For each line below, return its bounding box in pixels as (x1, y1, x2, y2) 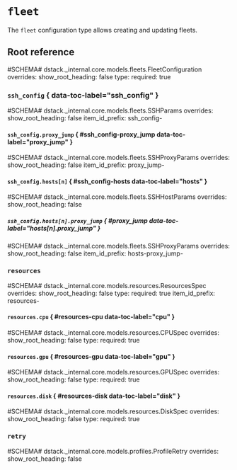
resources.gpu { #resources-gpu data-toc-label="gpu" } (7, 352, 175, 360)
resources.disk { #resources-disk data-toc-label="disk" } (7, 391, 180, 400)
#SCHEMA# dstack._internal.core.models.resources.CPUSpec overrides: (7, 328, 220, 337)
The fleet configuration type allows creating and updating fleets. (7, 25, 198, 34)
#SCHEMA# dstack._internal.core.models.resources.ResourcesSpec (7, 281, 207, 290)
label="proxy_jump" (7, 137, 69, 146)
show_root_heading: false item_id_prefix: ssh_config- (7, 114, 163, 122)
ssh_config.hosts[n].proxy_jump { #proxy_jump (7, 217, 149, 225)
